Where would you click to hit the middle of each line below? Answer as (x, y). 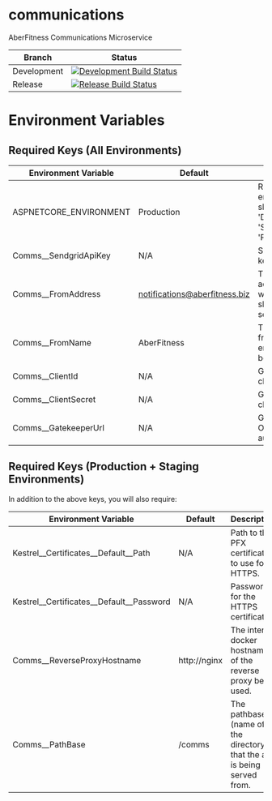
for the (243, 596)
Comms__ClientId (45, 376)
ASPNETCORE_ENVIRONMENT (72, 212)
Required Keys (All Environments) (95, 150)
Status (124, 57)
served (244, 774)
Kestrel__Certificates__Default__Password (92, 602)
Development (38, 71)
